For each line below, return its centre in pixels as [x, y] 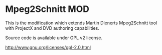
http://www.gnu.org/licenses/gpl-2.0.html [48, 47]
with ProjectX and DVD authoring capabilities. [52, 28]
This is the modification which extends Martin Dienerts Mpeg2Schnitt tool [81, 23]
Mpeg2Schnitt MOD [47, 9]
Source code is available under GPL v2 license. [54, 38]
